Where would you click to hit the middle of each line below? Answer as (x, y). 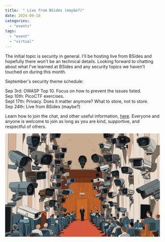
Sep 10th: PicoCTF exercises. (35, 96)
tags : (11, 31)
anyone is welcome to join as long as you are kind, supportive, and (72, 121)
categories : (17, 21)
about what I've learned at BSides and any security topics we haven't (75, 66)
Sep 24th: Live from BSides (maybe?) (43, 106)
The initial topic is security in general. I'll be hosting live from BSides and (79, 56)
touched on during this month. (36, 72)
